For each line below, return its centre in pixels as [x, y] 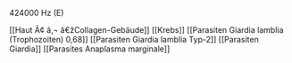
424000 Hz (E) [37, 13]
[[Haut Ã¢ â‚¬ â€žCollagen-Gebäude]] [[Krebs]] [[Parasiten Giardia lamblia [146, 30]
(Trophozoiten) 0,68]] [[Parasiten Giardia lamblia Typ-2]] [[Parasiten [134, 39]
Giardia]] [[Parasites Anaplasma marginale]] [90, 49]
